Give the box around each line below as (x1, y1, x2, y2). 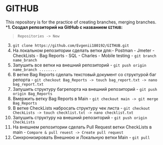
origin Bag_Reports (12, 91, 53, 96)
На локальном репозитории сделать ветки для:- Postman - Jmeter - (12, 47, 155, 53)
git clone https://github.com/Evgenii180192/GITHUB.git (12, 43, 129, 48)
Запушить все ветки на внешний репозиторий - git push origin (12, 62, 146, 68)
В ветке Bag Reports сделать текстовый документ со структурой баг (12, 71, 157, 77)
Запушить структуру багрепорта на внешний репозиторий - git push (12, 86, 157, 92)
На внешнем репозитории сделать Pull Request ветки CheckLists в (12, 124, 152, 130)
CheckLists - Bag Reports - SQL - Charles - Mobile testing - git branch (12, 52, 157, 59)
